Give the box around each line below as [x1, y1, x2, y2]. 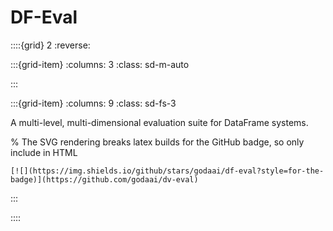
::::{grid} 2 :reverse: [10, 39, 91, 51]
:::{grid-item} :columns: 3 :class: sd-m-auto [10, 58, 190, 70]
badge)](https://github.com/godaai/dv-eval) [10, 174, 199, 185]
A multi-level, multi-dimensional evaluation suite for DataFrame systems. [10, 116, 309, 128]
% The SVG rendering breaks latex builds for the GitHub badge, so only [10, 136, 305, 148]
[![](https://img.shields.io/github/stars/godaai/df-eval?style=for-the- [10, 166, 325, 176]
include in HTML [10, 146, 78, 158]
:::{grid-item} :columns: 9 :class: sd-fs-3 [10, 97, 177, 109]
